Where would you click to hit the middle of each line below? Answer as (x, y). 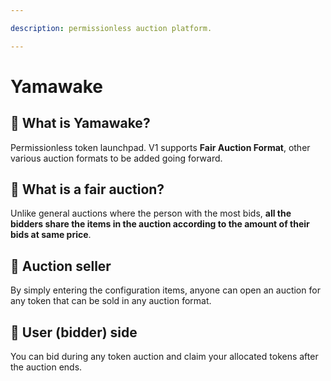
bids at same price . (51, 235)
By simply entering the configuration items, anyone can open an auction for (165, 290)
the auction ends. (46, 367)
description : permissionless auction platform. (111, 28)
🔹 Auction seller (61, 266)
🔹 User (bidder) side (74, 332)
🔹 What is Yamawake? (80, 123)
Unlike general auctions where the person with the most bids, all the (151, 213)
